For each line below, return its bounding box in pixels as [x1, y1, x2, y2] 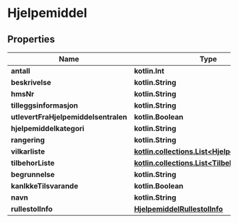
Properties [7, 33, 55, 45]
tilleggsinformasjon [11, 101, 79, 110]
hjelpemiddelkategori [11, 124, 85, 133]
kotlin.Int [134, 66, 165, 76]
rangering [11, 135, 45, 144]
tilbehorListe [11, 158, 55, 168]
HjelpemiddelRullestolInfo [134, 204, 223, 214]
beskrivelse [11, 78, 52, 87]
